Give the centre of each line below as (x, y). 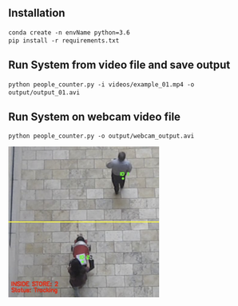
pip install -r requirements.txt (64, 40)
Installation (37, 13)
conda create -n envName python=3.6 (69, 32)
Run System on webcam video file (95, 117)
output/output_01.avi (44, 92)
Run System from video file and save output (119, 65)
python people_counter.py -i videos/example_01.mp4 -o (101, 84)
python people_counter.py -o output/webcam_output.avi (101, 136)
